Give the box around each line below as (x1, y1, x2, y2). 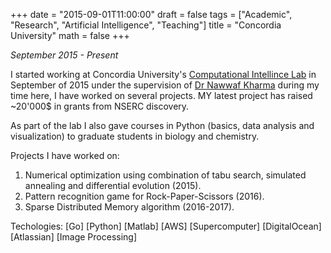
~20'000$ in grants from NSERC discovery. (10, 100, 190, 112)
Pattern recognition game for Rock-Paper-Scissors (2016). (24, 190, 265, 202)
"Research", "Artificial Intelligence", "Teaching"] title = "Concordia (10, 19, 282, 31)
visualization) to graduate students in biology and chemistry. (10, 130, 260, 142)
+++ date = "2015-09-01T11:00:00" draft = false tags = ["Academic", (10, 9, 293, 20)
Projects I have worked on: (10, 150, 120, 161)
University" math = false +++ (10, 30, 130, 41)
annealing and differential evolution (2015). (24, 180, 202, 191)
